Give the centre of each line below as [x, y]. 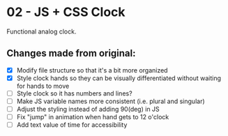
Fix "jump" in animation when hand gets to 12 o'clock [93, 117]
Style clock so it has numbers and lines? [75, 93]
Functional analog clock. [41, 31]
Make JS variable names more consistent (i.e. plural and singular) [111, 101]
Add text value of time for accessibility [72, 125]
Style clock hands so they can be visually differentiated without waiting [119, 78]
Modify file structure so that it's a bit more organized [92, 70]
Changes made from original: [71, 53]
